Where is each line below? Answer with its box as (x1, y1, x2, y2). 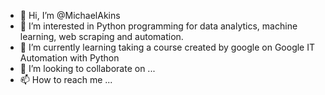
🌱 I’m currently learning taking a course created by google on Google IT (19, 41, 316, 53)
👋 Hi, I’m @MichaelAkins (19, 10, 121, 21)
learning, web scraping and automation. (19, 31, 184, 42)
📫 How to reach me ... (19, 74, 113, 85)
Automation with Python (19, 52, 120, 64)
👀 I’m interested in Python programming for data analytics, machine (19, 20, 298, 32)
